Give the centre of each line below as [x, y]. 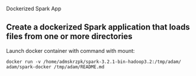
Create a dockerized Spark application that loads [98, 27]
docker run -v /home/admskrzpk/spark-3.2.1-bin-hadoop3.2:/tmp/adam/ [94, 62]
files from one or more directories [69, 37]
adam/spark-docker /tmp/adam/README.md [55, 67]
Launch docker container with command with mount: [70, 50]
